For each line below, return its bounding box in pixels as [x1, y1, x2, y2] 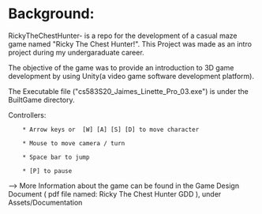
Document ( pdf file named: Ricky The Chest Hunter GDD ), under [8, 189, 222, 198]
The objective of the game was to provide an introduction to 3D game [8, 62, 234, 72]
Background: [8, 5, 95, 23]
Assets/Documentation [8, 197, 83, 207]
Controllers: [8, 110, 47, 119]
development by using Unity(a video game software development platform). [8, 71, 255, 81]
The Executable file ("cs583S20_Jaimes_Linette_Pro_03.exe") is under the [8, 86, 249, 96]
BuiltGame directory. [8, 95, 75, 104]
